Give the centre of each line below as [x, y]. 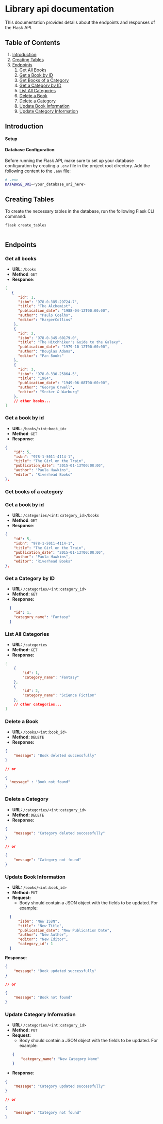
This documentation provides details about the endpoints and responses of [80, 22]
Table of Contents [33, 43]
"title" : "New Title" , [41, 926]
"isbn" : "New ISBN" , [39, 921]
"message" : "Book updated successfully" [55, 971]
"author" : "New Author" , [43, 935]
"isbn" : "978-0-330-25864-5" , [48, 374]
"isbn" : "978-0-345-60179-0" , [48, 338]
